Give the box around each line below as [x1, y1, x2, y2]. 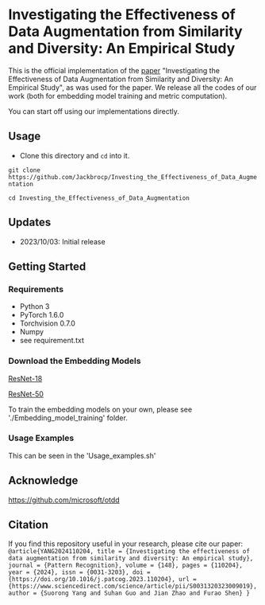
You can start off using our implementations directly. [8, 106, 180, 116]
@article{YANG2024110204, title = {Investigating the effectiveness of [8, 548, 250, 556]
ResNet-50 [8, 388, 44, 399]
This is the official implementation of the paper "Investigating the [8, 65, 221, 75]
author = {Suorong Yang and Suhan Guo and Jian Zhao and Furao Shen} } [8, 589, 250, 598]
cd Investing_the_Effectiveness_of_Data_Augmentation [8, 193, 190, 202]
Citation [8, 518, 49, 532]
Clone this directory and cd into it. [19, 150, 130, 160]
